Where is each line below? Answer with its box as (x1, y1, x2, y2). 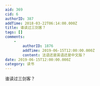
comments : (5, 35, 25, 40)
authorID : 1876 (22, 43, 54, 48)
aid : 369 (5, 7, 23, 12)
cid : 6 (5, 12, 19, 17)
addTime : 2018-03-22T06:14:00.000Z (5, 21, 78, 26)
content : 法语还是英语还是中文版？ (22, 52, 86, 58)
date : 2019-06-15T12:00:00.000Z (5, 57, 71, 62)
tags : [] (5, 30, 23, 35)
